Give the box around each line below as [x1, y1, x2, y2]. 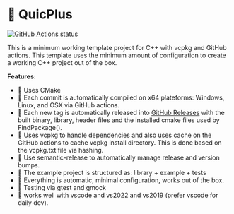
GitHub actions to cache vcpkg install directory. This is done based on [17, 138, 222, 147]
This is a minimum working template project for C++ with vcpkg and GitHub [7, 43, 227, 52]
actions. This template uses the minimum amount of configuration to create [7, 51, 226, 59]
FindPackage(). [17, 123, 62, 131]
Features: [7, 72, 37, 81]
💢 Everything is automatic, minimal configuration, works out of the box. [17, 176, 225, 184]
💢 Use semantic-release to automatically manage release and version [17, 153, 221, 162]
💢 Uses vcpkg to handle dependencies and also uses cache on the [17, 131, 212, 139]
